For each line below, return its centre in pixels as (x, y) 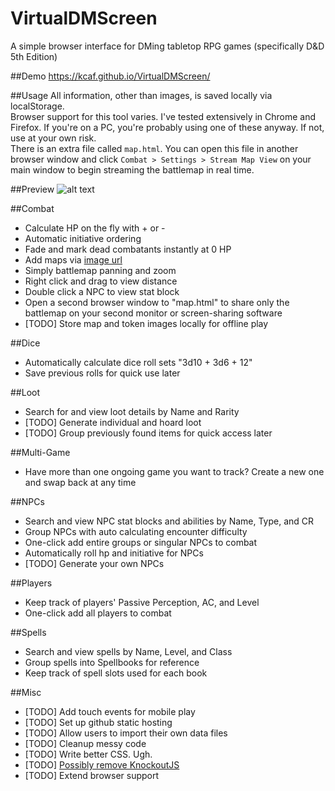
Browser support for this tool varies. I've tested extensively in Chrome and (163, 116)
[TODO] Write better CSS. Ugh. (88, 754)
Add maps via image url (73, 259)
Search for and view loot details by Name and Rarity (132, 411)
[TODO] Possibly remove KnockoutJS (102, 764)
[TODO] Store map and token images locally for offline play (146, 323)
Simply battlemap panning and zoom (100, 270)
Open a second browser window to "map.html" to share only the (157, 302)
